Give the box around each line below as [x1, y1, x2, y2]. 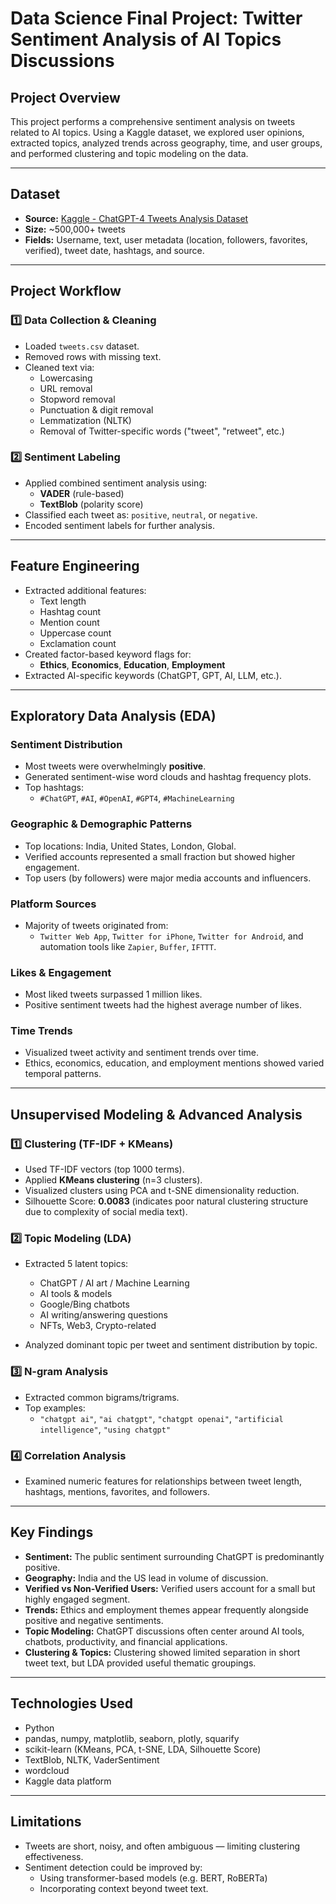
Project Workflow [10, 283, 122, 300]
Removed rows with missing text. [24, 350, 162, 362]
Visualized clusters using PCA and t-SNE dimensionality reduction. [24, 1185, 300, 1197]
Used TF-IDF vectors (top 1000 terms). [24, 1163, 185, 1176]
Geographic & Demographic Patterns [10, 817, 193, 831]
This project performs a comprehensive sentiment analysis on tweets [10, 116, 296, 127]
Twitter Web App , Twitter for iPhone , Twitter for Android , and [39, 930, 304, 942]
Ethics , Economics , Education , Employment [39, 658, 226, 671]
